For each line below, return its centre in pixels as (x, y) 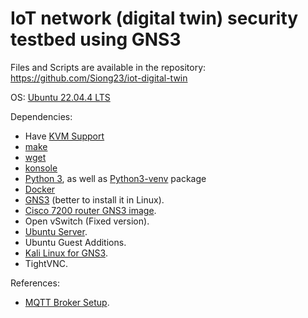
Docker (40, 189)
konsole (41, 168)
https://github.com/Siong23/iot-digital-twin (99, 78)
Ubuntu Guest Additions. (75, 242)
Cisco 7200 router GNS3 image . (90, 210)
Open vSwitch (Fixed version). (87, 221)
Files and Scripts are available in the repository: (108, 67)
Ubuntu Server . (56, 231)
